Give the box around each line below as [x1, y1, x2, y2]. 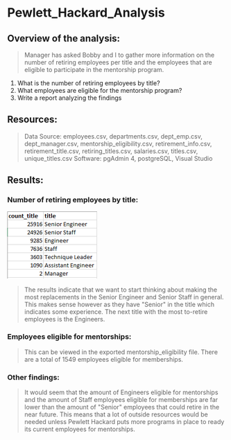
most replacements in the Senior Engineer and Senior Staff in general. [24, 292, 224, 301]
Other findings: [7, 372, 60, 382]
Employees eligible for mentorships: [7, 332, 132, 342]
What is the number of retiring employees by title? [17, 79, 161, 87]
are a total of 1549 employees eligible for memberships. [24, 355, 184, 363]
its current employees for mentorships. [24, 425, 135, 434]
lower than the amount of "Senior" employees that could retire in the [24, 403, 220, 412]
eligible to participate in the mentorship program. [24, 66, 164, 73]
